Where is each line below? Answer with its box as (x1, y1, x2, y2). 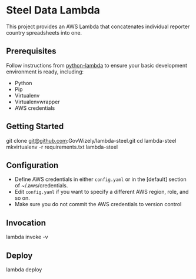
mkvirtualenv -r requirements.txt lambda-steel (6, 143, 118, 150)
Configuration (6, 160, 59, 170)
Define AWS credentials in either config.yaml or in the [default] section (14, 176, 187, 183)
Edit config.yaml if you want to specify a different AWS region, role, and (14, 189, 189, 196)
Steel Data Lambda (6, 4, 100, 17)
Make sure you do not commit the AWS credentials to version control (14, 201, 182, 208)
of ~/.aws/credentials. (14, 182, 68, 189)
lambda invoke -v (6, 233, 48, 241)
